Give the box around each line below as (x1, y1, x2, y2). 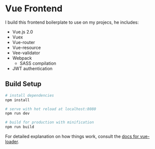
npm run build (5, 124, 35, 130)
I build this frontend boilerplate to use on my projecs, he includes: (5, 19, 139, 25)
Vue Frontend (5, 3, 63, 14)
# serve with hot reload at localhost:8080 (5, 107, 97, 112)
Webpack (12, 55, 32, 61)
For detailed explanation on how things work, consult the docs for (5, 134, 139, 139)
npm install (5, 97, 30, 103)
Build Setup (5, 80, 42, 88)
